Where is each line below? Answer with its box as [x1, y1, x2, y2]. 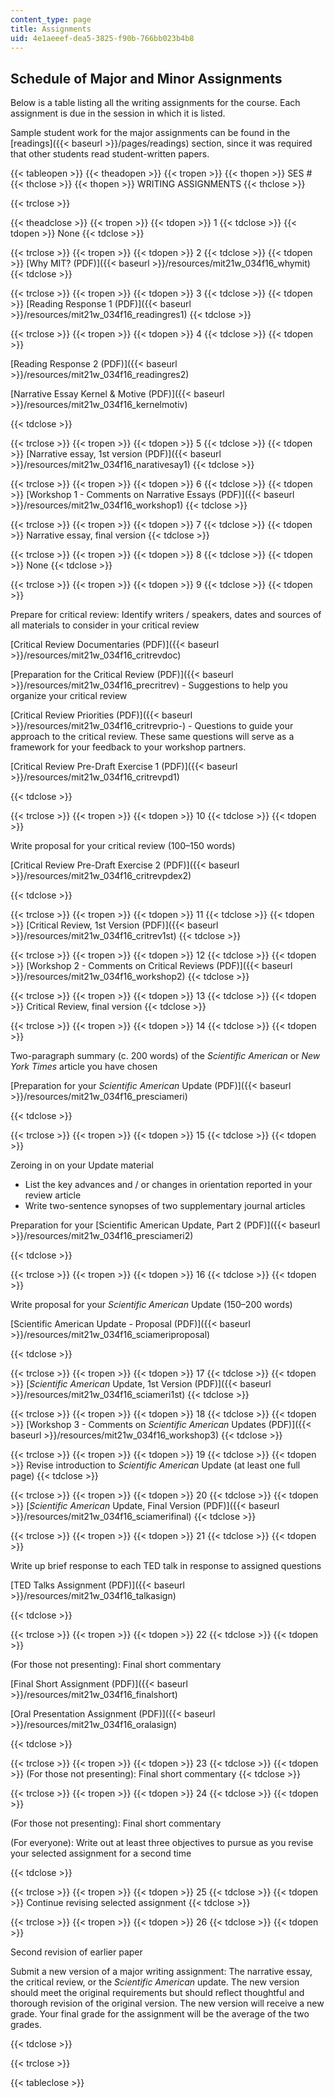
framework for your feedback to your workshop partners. [10, 741, 247, 753]
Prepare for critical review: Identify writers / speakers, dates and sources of [10, 609, 322, 621]
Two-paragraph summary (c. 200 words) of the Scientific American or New [10, 1050, 321, 1062]
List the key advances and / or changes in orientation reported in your [24, 1179, 313, 1191]
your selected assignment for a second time [10, 1847, 192, 1860]
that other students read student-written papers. [10, 148, 210, 160]
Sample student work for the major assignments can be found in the [10, 127, 291, 139]
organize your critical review [10, 690, 128, 702]
